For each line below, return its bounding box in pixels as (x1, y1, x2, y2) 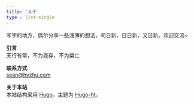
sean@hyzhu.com (6, 71, 51, 78)
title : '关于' (6, 8, 40, 15)
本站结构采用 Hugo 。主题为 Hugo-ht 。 (6, 91, 101, 98)
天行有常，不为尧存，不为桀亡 (6, 51, 80, 59)
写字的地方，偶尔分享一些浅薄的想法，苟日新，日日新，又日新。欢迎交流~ (6, 31, 189, 39)
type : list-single (6, 14, 55, 20)
